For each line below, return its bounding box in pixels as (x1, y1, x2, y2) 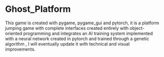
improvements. (5, 46, 36, 52)
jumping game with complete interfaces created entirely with (5, 25, 129, 31)
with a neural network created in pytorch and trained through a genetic (5, 36, 149, 42)
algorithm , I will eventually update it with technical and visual (5, 41, 130, 47)
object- (129, 25, 145, 31)
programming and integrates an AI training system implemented (23, 30, 153, 36)
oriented (5, 30, 22, 36)
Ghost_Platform (5, 3, 71, 15)
